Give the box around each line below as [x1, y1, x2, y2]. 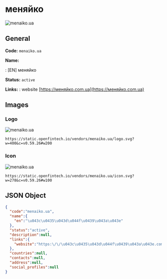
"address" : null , [9, 260, 43, 265]
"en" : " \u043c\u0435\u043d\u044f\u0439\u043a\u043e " [14, 218, 123, 224]
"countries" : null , [9, 251, 48, 256]
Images [5, 101, 29, 109]
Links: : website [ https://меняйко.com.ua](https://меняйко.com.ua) [5, 86, 145, 92]
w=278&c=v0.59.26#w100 [5, 178, 52, 183]
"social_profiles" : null [9, 265, 59, 270]
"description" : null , [9, 232, 52, 237]
